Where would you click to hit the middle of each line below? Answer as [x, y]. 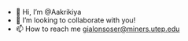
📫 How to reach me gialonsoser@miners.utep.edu [98, 29]
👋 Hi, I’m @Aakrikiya [48, 12]
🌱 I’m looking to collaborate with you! [76, 20]
